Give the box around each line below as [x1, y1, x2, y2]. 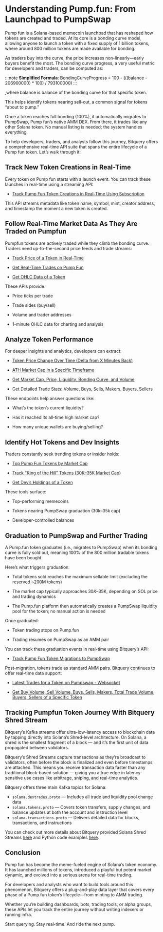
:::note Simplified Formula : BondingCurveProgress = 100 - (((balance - [5, 75, 147, 81]
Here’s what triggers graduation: [5, 564, 70, 570]
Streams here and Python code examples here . [5, 834, 99, 840]
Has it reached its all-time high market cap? [12, 414, 100, 421]
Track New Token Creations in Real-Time [5, 163, 131, 171]
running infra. [5, 911, 33, 917]
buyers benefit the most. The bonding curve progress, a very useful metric [5, 60, 155, 66]
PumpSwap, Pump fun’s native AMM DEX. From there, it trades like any [5, 119, 147, 125]
